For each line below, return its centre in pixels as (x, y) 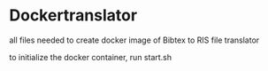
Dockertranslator (73, 16)
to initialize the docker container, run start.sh (91, 57)
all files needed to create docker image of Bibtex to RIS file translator (134, 40)
